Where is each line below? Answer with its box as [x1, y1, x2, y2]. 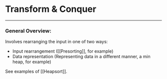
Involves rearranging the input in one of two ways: [5, 39, 108, 45]
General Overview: [5, 27, 52, 34]
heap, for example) [12, 59, 51, 65]
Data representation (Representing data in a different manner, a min [12, 54, 151, 60]
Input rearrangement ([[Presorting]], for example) [12, 48, 114, 54]
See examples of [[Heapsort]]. [5, 69, 68, 75]
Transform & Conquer [5, 3, 96, 15]
